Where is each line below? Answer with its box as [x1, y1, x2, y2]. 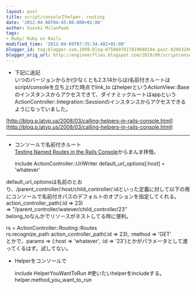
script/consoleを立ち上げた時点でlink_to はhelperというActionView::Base [14, 83, 190, 91]
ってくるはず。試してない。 [6, 245, 72, 252]
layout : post [6, 8, 38, 15]
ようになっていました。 [14, 105, 71, 112]
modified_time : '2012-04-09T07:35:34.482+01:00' [6, 42, 127, 47]
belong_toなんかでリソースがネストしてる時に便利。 [6, 212, 132, 219]
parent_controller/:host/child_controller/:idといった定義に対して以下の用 [17, 185, 190, 192]
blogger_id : [6, 47, 35, 53]
